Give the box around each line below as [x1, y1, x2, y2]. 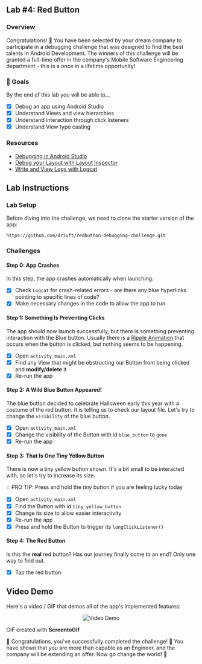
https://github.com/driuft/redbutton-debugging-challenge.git [6, 232, 166, 239]
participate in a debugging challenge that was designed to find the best [6, 43, 184, 50]
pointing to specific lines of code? [14, 293, 99, 301]
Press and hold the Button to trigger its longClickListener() [14, 523, 164, 530]
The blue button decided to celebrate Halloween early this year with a [6, 400, 180, 407]
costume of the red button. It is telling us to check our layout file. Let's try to [6, 406, 195, 413]
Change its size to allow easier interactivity [14, 509, 122, 517]
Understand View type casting [14, 123, 91, 130]
